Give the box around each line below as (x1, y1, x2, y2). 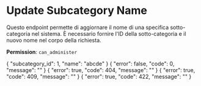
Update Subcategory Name (6, 4, 148, 18)
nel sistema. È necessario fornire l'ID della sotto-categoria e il (31, 30, 186, 37)
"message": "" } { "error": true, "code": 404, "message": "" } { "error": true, (6, 66, 196, 73)
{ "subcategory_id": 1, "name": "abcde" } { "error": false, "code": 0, (6, 60, 175, 67)
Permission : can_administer (6, 48, 78, 55)
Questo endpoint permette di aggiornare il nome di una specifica (6, 24, 169, 31)
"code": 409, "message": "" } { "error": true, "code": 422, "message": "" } (6, 73, 192, 80)
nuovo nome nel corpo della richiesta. (6, 36, 102, 44)
